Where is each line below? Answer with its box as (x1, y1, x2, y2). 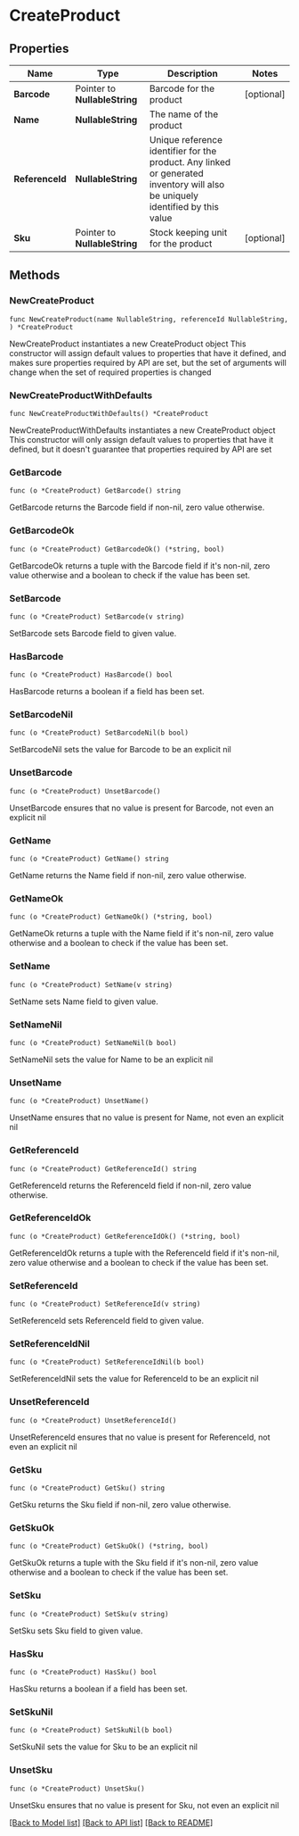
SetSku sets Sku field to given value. (9, 1625, 143, 1636)
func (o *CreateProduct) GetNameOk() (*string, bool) (9, 912, 214, 922)
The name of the (149, 108, 219, 120)
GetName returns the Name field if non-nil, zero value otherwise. (9, 870, 247, 881)
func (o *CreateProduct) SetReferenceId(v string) (9, 1300, 201, 1308)
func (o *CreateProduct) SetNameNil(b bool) (9, 1038, 177, 1047)
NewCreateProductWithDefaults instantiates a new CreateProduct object (9, 425, 276, 436)
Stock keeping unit (149, 227, 228, 238)
